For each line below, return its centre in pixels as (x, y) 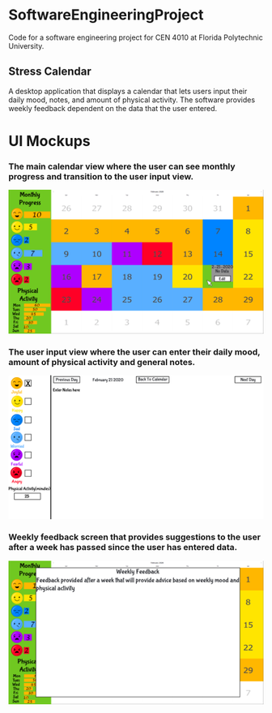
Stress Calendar (50, 72)
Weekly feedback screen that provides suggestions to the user (135, 537)
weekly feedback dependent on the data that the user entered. (113, 108)
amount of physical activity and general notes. (102, 362)
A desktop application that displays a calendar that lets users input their (128, 91)
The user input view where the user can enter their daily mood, (134, 352)
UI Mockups (49, 141)
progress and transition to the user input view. (101, 176)
